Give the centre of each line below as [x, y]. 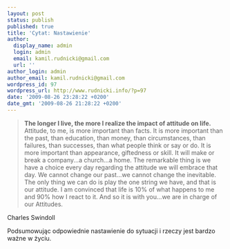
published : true [30, 26]
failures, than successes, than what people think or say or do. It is [117, 145]
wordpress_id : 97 [32, 84]
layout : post [26, 13]
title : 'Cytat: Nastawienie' [49, 33]
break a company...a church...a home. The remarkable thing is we [117, 160]
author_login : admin [37, 71]
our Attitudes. [44, 204]
